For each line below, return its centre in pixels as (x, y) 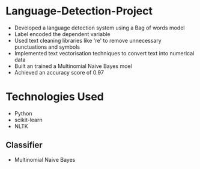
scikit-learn (28, 120)
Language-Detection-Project (79, 11)
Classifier (24, 145)
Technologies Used (55, 97)
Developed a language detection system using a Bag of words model (99, 28)
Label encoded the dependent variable (62, 34)
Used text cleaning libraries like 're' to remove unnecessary (88, 40)
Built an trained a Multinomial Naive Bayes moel (73, 66)
